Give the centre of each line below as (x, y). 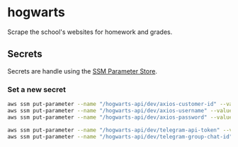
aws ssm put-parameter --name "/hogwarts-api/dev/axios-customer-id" (112, 104)
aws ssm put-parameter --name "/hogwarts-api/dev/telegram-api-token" (114, 130)
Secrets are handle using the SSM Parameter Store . (83, 71)
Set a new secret (36, 89)
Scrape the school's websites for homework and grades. (90, 32)
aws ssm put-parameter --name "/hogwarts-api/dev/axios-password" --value (120, 117)
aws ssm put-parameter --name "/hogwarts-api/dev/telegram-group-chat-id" (120, 136)
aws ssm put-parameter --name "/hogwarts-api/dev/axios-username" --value (120, 110)
